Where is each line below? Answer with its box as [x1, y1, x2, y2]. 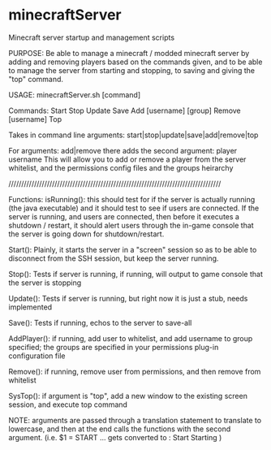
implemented [8, 302, 53, 312]
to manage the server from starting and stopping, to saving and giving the [8, 65, 256, 75]
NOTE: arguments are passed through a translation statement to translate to [8, 415, 262, 425]
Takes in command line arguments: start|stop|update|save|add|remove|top [8, 130, 259, 140]
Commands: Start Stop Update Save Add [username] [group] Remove [8, 106, 241, 115]
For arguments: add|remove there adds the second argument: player [8, 145, 238, 155]
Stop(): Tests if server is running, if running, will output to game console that [8, 269, 264, 279]
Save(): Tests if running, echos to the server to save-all [8, 318, 192, 327]
